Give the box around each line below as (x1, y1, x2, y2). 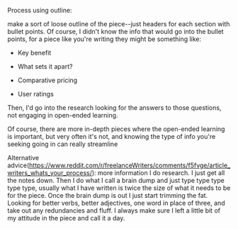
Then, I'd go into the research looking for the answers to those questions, (7, 104, 222, 112)
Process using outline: (7, 6, 72, 14)
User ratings (17, 90, 55, 98)
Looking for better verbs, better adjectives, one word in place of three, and (7, 199, 225, 207)
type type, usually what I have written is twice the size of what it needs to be (7, 184, 231, 192)
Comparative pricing (17, 76, 78, 84)
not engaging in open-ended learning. (7, 111, 118, 119)
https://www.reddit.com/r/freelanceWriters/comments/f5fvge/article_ (29, 161, 231, 169)
